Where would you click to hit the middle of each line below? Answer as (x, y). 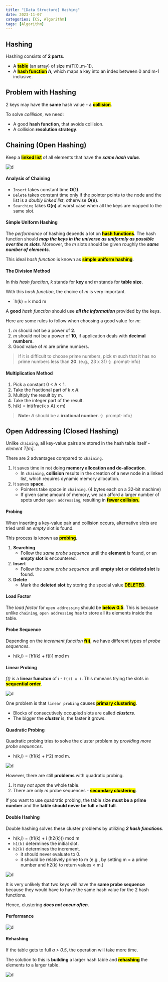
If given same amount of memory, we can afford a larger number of (90, 495)
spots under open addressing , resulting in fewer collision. (80, 500)
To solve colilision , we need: (35, 114)
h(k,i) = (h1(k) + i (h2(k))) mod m (46, 838)
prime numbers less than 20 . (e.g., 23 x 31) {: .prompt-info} (79, 361)
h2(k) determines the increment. (46, 848)
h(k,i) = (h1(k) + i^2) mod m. (42, 756)
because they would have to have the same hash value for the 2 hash (77, 890)
